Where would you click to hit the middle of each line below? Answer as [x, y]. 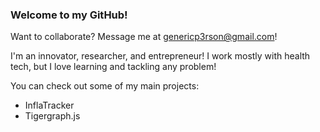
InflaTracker [49, 105]
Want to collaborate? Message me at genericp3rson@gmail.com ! [144, 37]
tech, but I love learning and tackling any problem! [113, 67]
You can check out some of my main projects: [105, 86]
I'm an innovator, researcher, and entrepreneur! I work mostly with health [160, 56]
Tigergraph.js [52, 116]
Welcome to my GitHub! [69, 15]
